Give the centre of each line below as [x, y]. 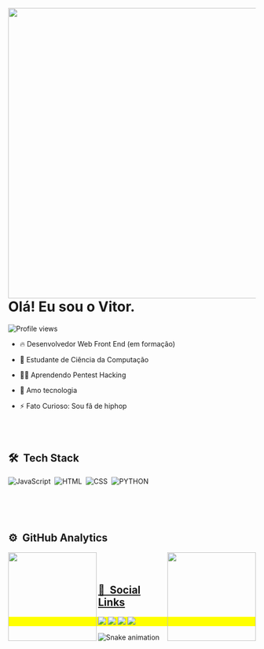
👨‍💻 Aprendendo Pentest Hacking [73, 375]
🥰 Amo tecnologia [48, 390]
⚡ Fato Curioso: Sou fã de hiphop [73, 406]
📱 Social [119, 590]
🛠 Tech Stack [44, 458]
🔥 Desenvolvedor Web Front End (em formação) [97, 343]
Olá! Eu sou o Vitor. [71, 306]
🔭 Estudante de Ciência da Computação [84, 359]
